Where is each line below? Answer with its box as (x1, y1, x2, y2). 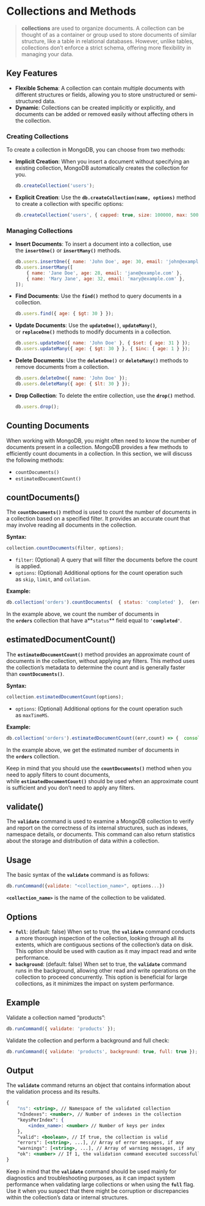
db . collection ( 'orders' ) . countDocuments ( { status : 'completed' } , (6, 599, 184, 605)
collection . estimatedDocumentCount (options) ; (6, 693, 124, 700)
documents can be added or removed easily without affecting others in (15, 110, 194, 117)
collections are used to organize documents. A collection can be (21, 24, 185, 32)
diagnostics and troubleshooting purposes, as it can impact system (6, 1174, 175, 1182)
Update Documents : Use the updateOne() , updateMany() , (15, 322, 157, 329)
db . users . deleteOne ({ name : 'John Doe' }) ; (15, 375, 128, 381)
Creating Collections (6, 132, 69, 141)
